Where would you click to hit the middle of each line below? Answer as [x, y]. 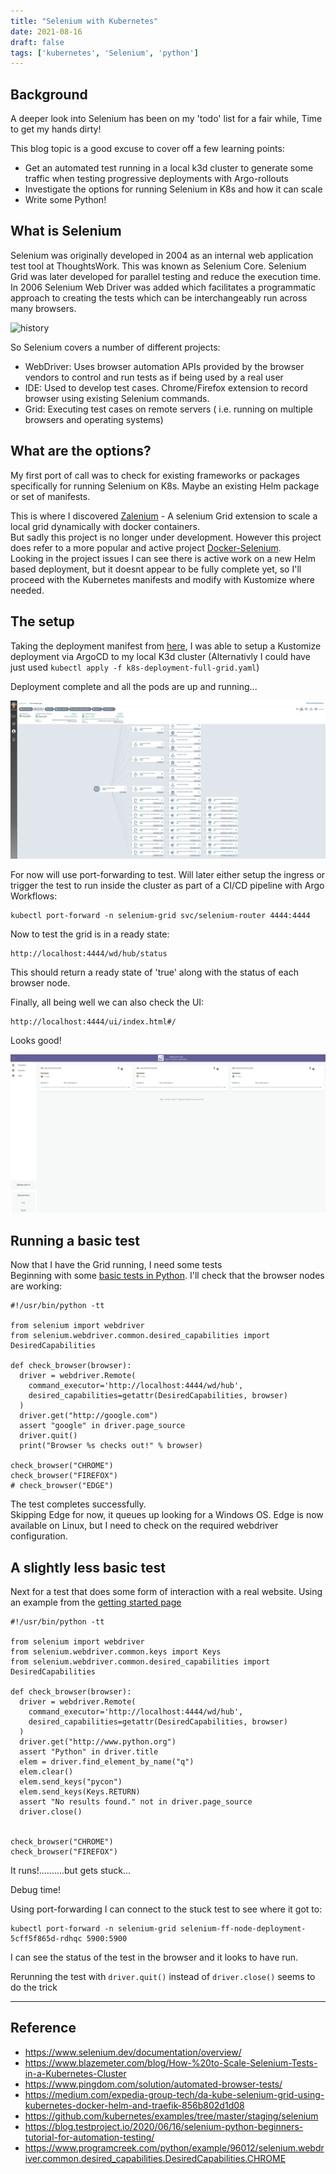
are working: [36, 1286]
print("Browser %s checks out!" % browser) [111, 1446]
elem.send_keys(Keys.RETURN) [80, 1792]
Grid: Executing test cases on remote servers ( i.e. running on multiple [169, 409]
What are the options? [81, 451]
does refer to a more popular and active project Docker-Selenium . [146, 547]
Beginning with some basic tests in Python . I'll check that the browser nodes [167, 1276]
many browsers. [43, 308]
